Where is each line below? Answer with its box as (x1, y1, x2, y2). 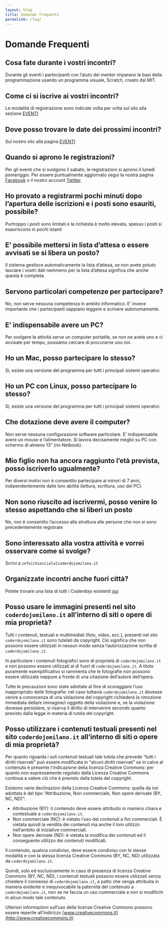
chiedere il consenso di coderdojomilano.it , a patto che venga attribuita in (5, 879, 159, 885)
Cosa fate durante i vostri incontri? (5, 58, 116, 67)
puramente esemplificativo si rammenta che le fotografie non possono (5, 668, 150, 674)
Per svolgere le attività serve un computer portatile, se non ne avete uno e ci (5, 334, 163, 340)
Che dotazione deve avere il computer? (5, 418, 130, 426)
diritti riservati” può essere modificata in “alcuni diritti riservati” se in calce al (5, 759, 163, 765)
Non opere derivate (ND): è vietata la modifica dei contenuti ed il (12, 832, 146, 838)
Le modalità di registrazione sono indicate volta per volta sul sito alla (5, 105, 147, 111)
